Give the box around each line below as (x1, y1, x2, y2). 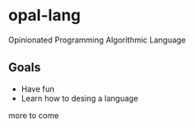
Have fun (20, 83, 55, 94)
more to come (8, 109, 59, 120)
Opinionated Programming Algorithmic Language (8, 34, 186, 45)
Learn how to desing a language (20, 93, 139, 103)
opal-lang (8, 5, 81, 26)
